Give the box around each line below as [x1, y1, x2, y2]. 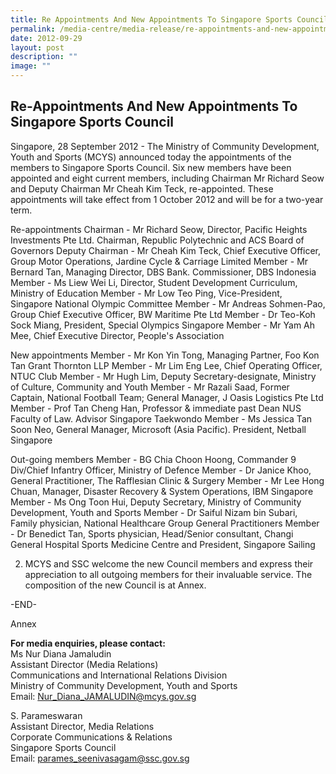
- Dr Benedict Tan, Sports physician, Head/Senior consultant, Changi [10, 527, 294, 540]
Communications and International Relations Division [10, 669, 228, 681]
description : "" [10, 52, 78, 62]
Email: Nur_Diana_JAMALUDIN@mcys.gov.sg [10, 690, 197, 702]
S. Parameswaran [10, 709, 83, 721]
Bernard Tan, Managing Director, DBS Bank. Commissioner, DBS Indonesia [10, 266, 317, 278]
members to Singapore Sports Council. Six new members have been [10, 161, 292, 173]
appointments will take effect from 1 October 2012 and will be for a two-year [10, 193, 324, 205]
